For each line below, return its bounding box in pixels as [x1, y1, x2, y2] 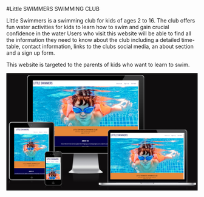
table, [6, 43, 21, 50]
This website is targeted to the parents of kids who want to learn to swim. [6, 61, 190, 68]
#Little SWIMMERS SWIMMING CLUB [6, 5, 100, 12]
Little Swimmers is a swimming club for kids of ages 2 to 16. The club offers [6, 17, 195, 24]
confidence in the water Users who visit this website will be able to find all [6, 30, 191, 37]
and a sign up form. [6, 49, 55, 57]
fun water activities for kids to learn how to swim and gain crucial [6, 24, 169, 30]
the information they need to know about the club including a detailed [6, 36, 180, 43]
